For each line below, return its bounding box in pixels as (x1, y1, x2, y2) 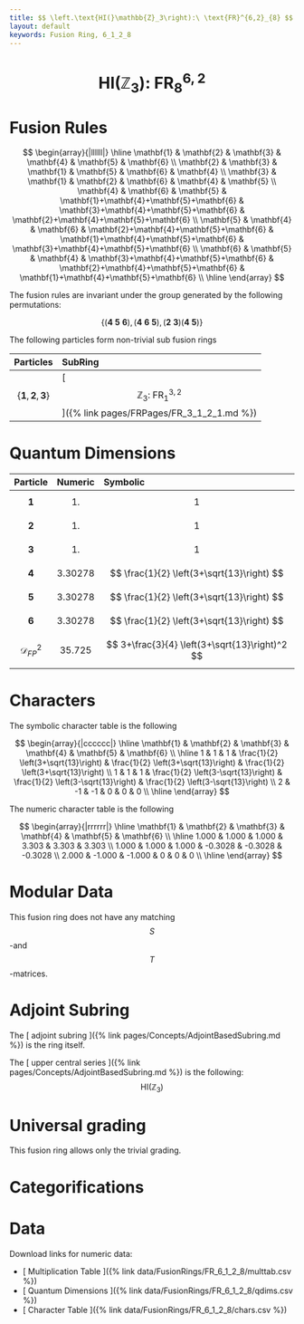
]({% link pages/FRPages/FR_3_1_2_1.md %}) (62, 407, 258, 419)
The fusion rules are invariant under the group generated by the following (9, 290, 283, 301)
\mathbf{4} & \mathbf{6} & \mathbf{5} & (77, 186, 227, 197)
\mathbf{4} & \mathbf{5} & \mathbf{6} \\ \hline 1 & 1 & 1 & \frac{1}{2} (25, 747, 279, 758)
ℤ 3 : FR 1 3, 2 (137, 387, 183, 403)
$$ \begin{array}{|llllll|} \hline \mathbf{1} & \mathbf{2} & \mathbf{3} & (22, 147, 282, 158)
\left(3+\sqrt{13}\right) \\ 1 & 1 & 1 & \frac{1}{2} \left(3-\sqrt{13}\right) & (21, 766, 283, 777)
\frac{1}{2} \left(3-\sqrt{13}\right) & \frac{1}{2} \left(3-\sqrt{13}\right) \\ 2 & (13, 776, 291, 787)
